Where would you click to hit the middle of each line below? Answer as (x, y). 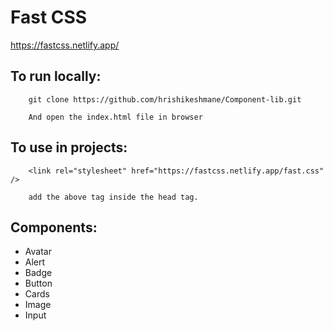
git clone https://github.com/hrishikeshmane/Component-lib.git (165, 99)
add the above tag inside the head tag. (113, 197)
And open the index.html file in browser (115, 117)
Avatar (38, 252)
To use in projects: (69, 147)
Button (38, 283)
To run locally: (56, 76)
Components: (54, 227)
